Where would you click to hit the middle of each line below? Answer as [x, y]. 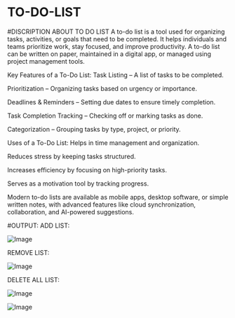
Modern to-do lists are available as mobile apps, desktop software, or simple [118, 197]
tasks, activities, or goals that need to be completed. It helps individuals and [117, 39]
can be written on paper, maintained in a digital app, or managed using [109, 54]
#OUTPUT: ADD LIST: [39, 226]
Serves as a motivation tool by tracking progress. [78, 184]
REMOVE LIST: [28, 252]
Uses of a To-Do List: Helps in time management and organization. [103, 143]
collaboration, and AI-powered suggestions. [71, 212]
